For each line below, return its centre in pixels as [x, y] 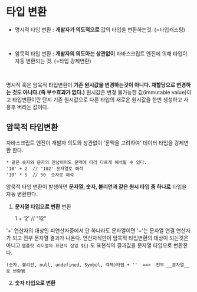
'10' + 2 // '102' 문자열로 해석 [45, 169]
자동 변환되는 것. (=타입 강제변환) [53, 61]
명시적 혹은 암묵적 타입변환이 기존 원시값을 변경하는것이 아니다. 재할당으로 [91, 85]
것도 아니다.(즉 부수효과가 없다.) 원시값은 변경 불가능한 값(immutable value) [99, 92]
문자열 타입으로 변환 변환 [43, 206]
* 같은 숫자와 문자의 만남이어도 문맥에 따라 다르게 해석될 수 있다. [77, 162]
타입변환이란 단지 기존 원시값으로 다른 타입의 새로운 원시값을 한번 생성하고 [97, 99]
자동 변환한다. [22, 194]
